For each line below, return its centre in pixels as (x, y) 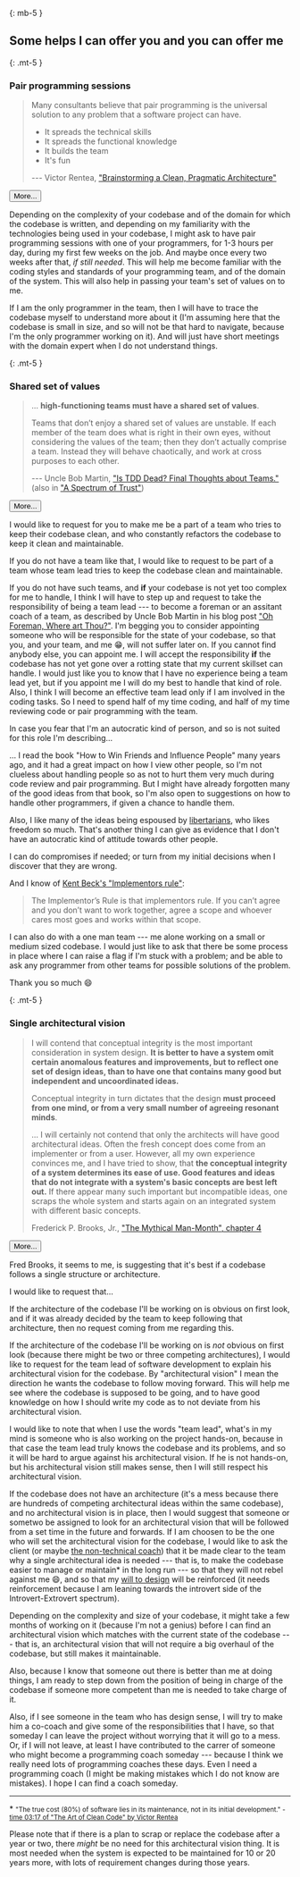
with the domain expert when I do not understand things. (114, 346)
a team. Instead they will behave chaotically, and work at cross (146, 451)
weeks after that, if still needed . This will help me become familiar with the (146, 262)
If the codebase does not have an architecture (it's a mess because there (144, 1494)
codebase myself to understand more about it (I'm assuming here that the (145, 317)
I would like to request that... (62, 1292)
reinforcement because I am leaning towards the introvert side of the (135, 1588)
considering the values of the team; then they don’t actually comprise (159, 442)
